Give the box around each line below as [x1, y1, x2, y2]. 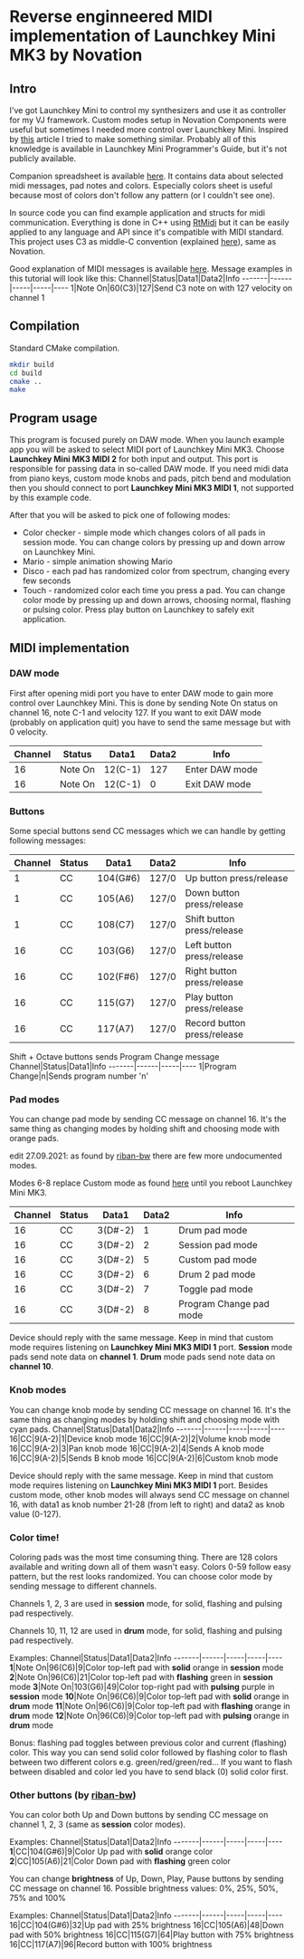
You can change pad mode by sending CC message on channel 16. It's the [9, 1114, 287, 1125]
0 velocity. [9, 726, 48, 737]
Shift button [185, 913, 235, 926]
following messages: [9, 835, 86, 846]
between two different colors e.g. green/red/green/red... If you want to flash [9, 1757, 292, 1767]
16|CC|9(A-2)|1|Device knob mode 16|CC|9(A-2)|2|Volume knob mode [9, 1433, 271, 1444]
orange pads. [9, 1133, 60, 1144]
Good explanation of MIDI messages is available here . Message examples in [9, 264, 292, 274]
